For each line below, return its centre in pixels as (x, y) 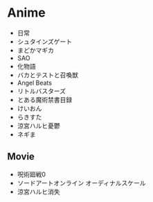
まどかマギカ (35, 50)
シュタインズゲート (45, 41)
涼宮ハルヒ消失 (38, 192)
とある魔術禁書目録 (45, 99)
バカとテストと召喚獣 (47, 75)
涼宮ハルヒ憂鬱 (38, 126)
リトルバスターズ (42, 91)
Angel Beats (34, 83)
